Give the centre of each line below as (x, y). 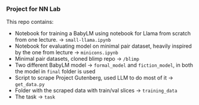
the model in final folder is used (55, 72)
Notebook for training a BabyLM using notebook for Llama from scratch (103, 33)
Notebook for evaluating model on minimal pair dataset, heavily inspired (103, 46)
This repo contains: (30, 22)
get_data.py (30, 85)
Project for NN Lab (33, 9)
